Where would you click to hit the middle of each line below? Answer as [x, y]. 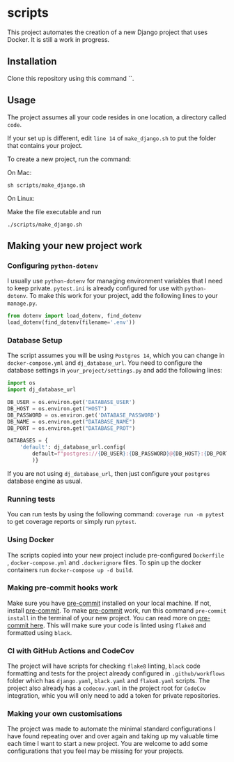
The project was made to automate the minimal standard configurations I [111, 729]
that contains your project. [45, 145]
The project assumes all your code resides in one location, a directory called [117, 117]
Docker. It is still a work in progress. [58, 39]
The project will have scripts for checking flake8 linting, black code [104, 666]
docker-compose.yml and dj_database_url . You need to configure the [105, 363]
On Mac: [19, 172]
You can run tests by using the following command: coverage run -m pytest [116, 514]
